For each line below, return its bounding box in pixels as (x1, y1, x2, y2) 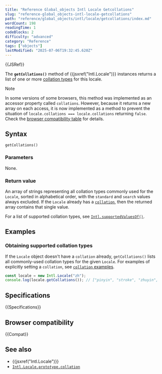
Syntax (5, 130, 27, 138)
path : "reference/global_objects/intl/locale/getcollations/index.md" (5, 16, 152, 21)
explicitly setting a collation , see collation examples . (5, 264, 115, 270)
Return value (5, 177, 36, 184)
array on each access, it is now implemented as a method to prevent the (5, 105, 150, 111)
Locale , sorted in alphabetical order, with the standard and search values (5, 193, 150, 199)
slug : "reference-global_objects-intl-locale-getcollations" (5, 12, 132, 17)
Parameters (5, 154, 33, 161)
